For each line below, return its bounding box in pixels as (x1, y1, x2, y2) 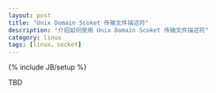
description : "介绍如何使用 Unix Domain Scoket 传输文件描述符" (8, 26, 210, 34)
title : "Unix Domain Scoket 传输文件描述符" (8, 19, 149, 27)
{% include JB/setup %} (8, 62, 87, 72)
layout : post (8, 11, 51, 20)
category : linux (8, 33, 62, 42)
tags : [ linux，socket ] (8, 41, 81, 49)
